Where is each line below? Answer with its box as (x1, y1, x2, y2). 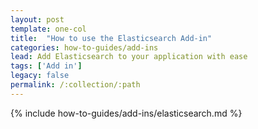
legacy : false (10, 71, 70, 81)
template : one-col (10, 24, 87, 34)
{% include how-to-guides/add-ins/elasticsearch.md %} (10, 107, 243, 119)
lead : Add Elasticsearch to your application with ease (10, 52, 248, 62)
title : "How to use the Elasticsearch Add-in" (10, 33, 213, 43)
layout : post (10, 14, 65, 25)
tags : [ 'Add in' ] (10, 61, 83, 71)
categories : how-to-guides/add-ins (10, 42, 159, 53)
